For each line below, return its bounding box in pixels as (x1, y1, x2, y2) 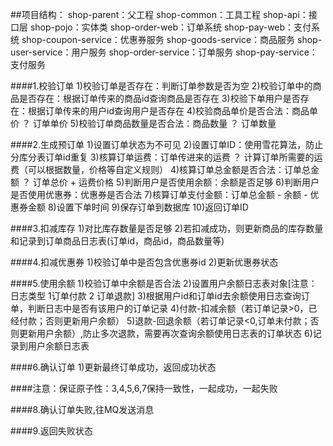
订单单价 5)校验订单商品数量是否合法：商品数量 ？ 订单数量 (32, 118, 277, 129)
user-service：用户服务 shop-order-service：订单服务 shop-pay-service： (10, 46, 318, 58)
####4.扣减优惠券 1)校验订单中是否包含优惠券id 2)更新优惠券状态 (10, 256, 279, 268)
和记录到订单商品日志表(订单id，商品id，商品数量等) (10, 235, 225, 247)
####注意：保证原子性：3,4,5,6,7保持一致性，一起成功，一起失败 (10, 383, 278, 394)
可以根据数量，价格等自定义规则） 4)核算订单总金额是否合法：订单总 (27, 164, 312, 175)
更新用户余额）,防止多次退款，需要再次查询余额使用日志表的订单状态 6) (18, 328, 313, 339)
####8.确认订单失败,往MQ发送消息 (10, 404, 155, 415)
